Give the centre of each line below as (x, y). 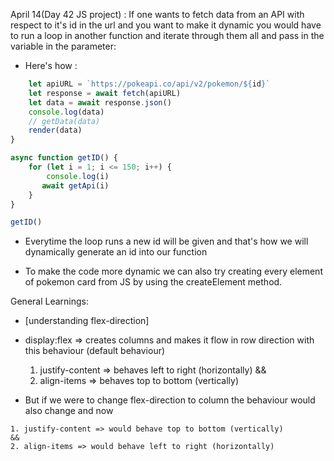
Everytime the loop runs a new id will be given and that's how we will (166, 241)
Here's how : (51, 65)
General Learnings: (50, 301)
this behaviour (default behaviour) (95, 351)
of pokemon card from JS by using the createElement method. (153, 282)
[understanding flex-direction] (87, 321)
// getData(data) (64, 121)
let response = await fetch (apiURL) (105, 93)
